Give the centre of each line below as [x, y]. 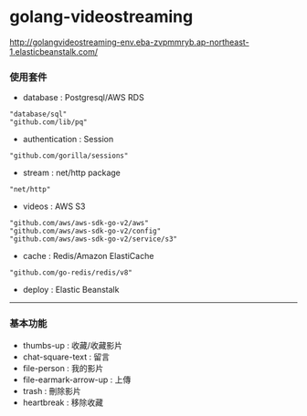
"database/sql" [38, 114]
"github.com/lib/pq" [49, 122]
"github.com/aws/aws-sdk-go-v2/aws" [79, 224]
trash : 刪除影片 [52, 390]
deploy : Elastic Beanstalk [71, 290]
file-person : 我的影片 [63, 368]
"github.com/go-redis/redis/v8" [71, 273]
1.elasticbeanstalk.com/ [54, 51]
